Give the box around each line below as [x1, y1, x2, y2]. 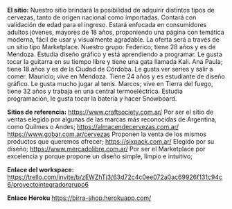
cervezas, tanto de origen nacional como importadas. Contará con [7, 13, 197, 22]
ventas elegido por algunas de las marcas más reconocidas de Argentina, [7, 115, 217, 124]
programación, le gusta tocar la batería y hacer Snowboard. [7, 94, 177, 103]
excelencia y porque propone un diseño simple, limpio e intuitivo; [7, 152, 193, 160]
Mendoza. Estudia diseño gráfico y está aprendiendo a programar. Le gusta [7, 50, 223, 58]
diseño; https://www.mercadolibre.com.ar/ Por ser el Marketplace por [7, 145, 206, 153]
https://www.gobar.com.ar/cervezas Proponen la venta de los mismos [7, 130, 206, 138]
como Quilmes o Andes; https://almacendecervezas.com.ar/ [7, 123, 179, 131]
